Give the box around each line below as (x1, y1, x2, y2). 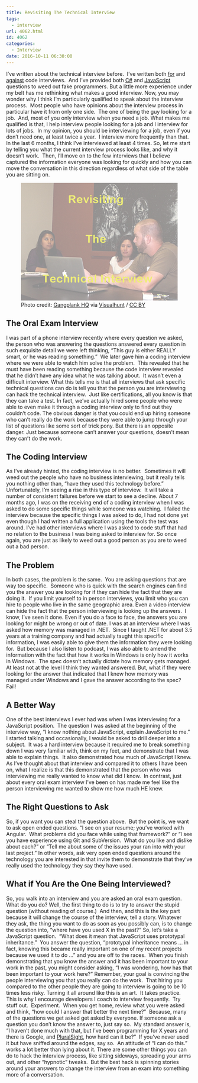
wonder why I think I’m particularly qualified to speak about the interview (6, 95, 183, 102)
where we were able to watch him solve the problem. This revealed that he (6, 359, 189, 367)
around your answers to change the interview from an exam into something (6, 1065, 189, 1072)
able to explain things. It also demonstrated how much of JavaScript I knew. (6, 754, 192, 760)
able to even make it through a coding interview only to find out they (6, 403, 173, 410)
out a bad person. (6, 543, 50, 550)
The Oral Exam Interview (6, 319, 99, 329)
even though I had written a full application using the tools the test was (6, 518, 178, 525)
